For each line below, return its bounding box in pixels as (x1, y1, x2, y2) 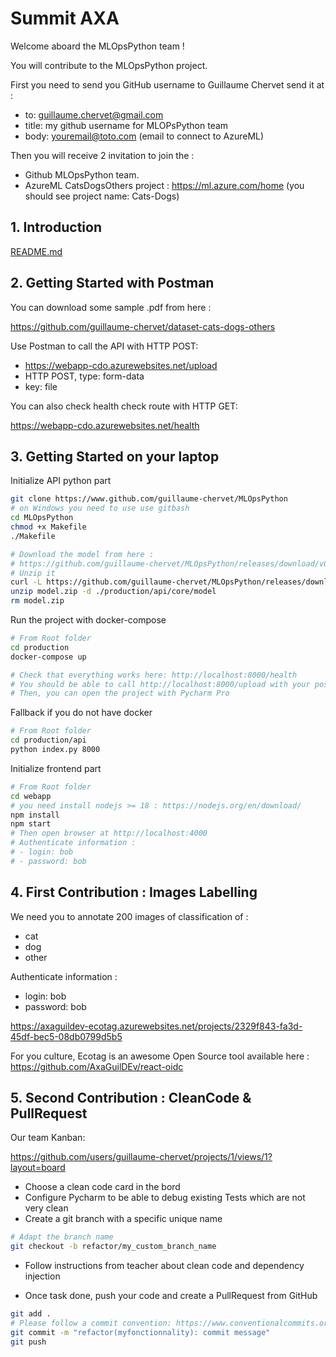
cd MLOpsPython (10, 513, 74, 523)
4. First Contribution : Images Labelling (10, 884, 258, 901)
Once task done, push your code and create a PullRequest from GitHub (24, 1290, 318, 1302)
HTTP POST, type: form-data (24, 370, 145, 382)
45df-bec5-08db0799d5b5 (10, 1030, 123, 1042)
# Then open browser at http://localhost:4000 (10, 828, 208, 839)
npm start (10, 819, 52, 829)
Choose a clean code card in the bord (24, 1181, 181, 1193)
